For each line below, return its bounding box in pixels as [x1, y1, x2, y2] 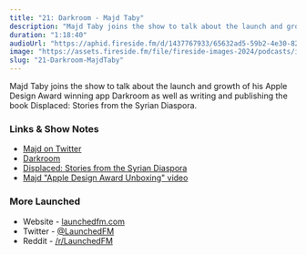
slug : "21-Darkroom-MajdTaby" [9, 56, 125, 65]
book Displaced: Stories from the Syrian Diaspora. [9, 100, 198, 110]
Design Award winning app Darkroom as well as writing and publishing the [9, 90, 289, 101]
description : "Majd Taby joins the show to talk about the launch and [9, 22, 283, 31]
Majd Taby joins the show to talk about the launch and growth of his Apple [9, 81, 288, 91]
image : [9, 47, 35, 56]
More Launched [9, 195, 81, 208]
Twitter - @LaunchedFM [22, 225, 115, 237]
